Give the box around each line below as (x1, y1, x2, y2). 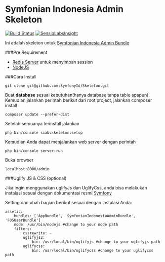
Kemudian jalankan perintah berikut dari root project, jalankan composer (5, 97, 152, 103)
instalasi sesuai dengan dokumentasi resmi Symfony (5, 190, 112, 196)
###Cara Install (5, 74, 37, 79)
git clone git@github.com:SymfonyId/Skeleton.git (5, 83, 110, 88)
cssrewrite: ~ (23, 230, 52, 235)
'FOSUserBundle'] (5, 218, 41, 223)
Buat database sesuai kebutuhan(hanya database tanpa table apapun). (5, 92, 150, 98)
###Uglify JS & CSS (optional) (5, 175, 67, 181)
